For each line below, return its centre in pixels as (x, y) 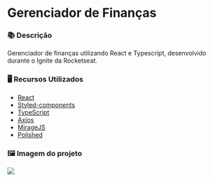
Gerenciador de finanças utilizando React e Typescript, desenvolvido (107, 53)
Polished (30, 134)
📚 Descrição (30, 35)
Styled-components (46, 105)
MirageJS (31, 127)
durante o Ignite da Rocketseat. (53, 60)
